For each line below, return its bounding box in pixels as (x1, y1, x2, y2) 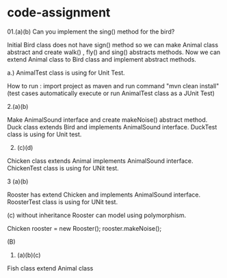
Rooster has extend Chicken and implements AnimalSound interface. (7, 190, 200, 199)
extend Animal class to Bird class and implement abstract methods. (7, 55, 197, 63)
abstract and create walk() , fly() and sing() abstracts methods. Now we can (7, 48, 221, 56)
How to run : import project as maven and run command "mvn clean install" (7, 81, 219, 90)
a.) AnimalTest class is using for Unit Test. (7, 68, 125, 77)
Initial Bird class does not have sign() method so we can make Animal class (7, 40, 219, 49)
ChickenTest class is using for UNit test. (7, 164, 120, 172)
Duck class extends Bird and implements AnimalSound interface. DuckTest (7, 123, 217, 131)
